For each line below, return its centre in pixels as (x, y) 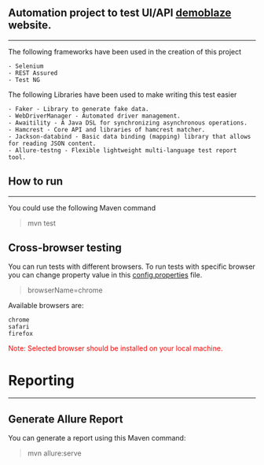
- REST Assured (33, 73)
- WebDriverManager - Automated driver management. (94, 116)
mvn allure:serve (54, 453)
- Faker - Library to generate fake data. (79, 109)
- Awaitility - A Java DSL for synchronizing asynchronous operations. (128, 123)
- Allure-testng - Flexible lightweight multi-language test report (123, 150)
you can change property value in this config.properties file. (105, 275)
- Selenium (26, 66)
